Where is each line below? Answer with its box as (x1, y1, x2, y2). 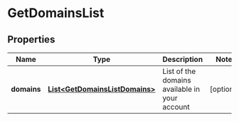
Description (162, 55, 203, 64)
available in (162, 84, 201, 94)
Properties (7, 33, 55, 46)
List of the (162, 66, 196, 76)
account (162, 102, 190, 112)
